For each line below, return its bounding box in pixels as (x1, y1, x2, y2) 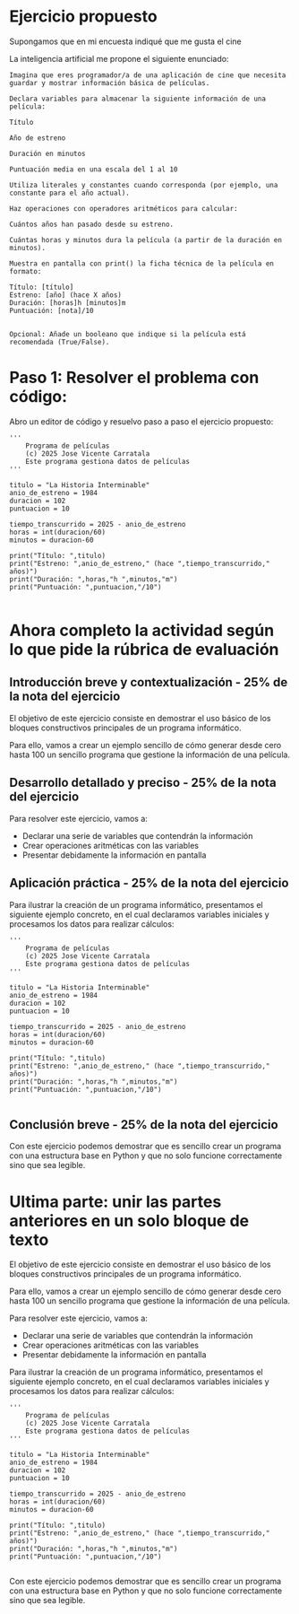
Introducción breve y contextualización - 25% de (9, 675, 288, 690)
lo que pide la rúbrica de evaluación (9, 640, 279, 660)
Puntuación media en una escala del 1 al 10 (9, 164, 178, 174)
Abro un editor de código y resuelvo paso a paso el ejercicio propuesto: (9, 415, 274, 427)
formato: (9, 266, 42, 275)
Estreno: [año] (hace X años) (9, 290, 123, 300)
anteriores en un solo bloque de (9, 1210, 249, 1231)
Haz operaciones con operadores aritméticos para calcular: (9, 204, 239, 213)
